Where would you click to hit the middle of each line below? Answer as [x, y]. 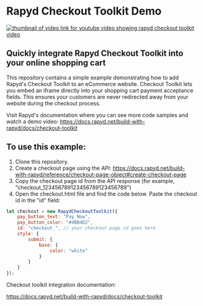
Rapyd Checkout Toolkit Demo [84, 11]
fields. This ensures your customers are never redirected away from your [98, 97]
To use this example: [46, 147]
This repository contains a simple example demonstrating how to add [92, 78]
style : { [28, 234]
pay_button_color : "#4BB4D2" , [55, 222]
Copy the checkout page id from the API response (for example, [95, 181]
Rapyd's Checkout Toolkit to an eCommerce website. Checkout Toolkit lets [99, 84]
